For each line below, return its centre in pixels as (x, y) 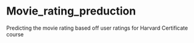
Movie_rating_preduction (71, 11)
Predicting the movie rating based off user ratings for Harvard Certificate (97, 28)
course (15, 34)
